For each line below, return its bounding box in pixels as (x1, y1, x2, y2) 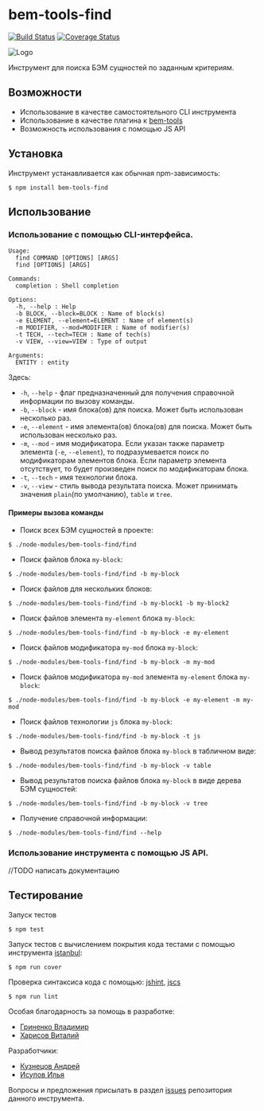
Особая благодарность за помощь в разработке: (8, 1006, 175, 1016)
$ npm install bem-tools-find (8, 183, 109, 192)
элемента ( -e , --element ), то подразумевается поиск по (19, 448, 209, 457)
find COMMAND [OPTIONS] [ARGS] (15, 254, 119, 262)
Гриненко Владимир (19, 1022, 89, 1031)
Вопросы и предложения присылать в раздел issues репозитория (8, 1085, 232, 1094)
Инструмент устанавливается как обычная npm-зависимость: (8, 168, 220, 178)
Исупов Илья (19, 1070, 65, 1079)
